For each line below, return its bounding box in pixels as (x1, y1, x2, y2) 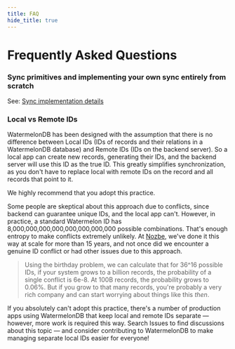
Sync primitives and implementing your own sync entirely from (7, 72, 227, 81)
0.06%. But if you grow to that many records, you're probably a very (24, 283, 222, 291)
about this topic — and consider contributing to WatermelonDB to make (7, 327, 214, 335)
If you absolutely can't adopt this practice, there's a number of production (7, 304, 221, 312)
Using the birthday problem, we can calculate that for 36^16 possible (24, 261, 223, 269)
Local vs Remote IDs (7, 114, 78, 124)
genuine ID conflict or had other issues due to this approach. (7, 247, 182, 256)
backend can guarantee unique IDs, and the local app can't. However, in (7, 210, 216, 218)
